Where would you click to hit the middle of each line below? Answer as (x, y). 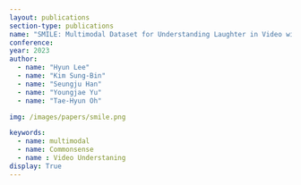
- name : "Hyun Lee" (54, 68)
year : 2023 (30, 51)
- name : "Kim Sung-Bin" (61, 76)
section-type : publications (62, 26)
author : (24, 59)
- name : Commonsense (56, 150)
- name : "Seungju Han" (60, 84)
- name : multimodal (54, 141)
